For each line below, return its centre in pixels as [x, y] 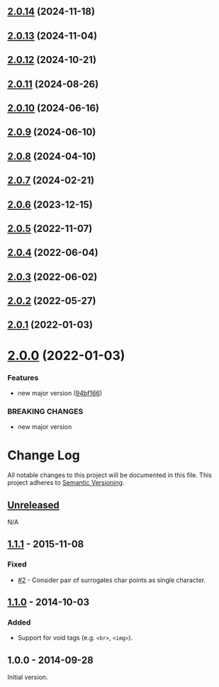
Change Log [44, 456]
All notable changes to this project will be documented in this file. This [110, 475]
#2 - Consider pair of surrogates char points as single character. [112, 580]
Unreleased [34, 505]
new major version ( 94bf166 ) [60, 393]
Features [23, 377]
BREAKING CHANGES [45, 411]
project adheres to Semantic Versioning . [66, 483]
